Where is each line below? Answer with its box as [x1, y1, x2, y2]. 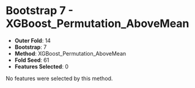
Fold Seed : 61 [14, 56, 50, 64]
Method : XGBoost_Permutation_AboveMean [14, 50, 127, 57]
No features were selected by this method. [6, 75, 113, 82]
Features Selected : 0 [14, 62, 68, 70]
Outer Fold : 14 [14, 37, 51, 44]
